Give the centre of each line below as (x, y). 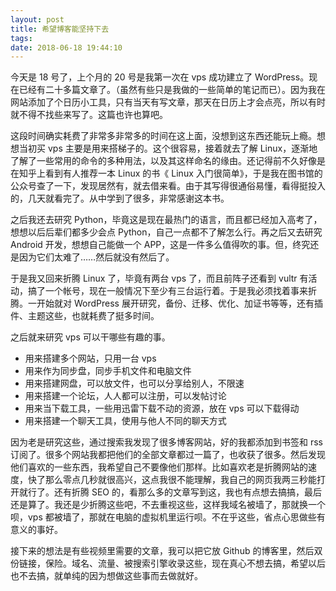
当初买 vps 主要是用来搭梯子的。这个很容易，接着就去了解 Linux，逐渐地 (168, 148)
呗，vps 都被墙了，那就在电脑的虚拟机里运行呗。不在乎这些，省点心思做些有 (168, 517)
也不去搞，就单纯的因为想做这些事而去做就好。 (106, 576)
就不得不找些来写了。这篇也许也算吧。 (89, 115)
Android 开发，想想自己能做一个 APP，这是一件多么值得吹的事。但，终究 (160, 245)
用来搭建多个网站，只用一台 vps (90, 358)
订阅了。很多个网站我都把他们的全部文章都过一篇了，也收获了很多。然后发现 (168, 455)
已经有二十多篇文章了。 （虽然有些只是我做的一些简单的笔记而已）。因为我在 (172, 90)
